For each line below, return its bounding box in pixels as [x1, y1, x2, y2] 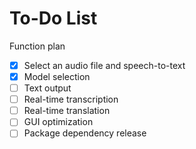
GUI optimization [23, 116, 94, 128]
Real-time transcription [23, 93, 119, 106]
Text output [23, 82, 72, 94]
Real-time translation [23, 105, 111, 117]
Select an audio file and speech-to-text [23, 59, 186, 71]
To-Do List [9, 7, 98, 30]
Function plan [9, 40, 66, 52]
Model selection [23, 71, 91, 82]
